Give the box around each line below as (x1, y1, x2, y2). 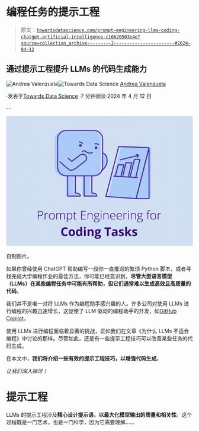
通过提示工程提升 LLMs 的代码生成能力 (6, 64, 147, 74)
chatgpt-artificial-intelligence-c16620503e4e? (20, 34, 140, 40)
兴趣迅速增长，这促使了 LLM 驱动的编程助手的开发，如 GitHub (26, 308, 177, 314)
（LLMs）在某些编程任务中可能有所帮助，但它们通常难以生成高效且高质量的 (6, 280, 191, 287)
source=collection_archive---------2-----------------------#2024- (20, 40, 191, 46)
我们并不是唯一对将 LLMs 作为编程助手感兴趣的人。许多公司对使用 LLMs (6, 300, 182, 307)
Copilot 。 (6, 315, 29, 322)
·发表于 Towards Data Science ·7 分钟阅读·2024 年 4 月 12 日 (6, 92, 152, 100)
